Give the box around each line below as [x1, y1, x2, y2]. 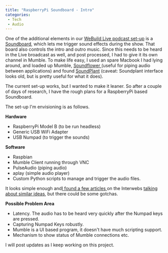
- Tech [7, 17, 22, 22]
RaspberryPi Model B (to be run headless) [12, 123, 101, 130]
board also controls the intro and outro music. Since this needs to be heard [5, 46, 162, 52]
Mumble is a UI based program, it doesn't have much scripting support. [12, 227, 162, 233]
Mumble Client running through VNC [12, 160, 90, 166]
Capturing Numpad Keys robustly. [12, 222, 84, 228]
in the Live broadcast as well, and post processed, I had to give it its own [5, 52, 158, 58]
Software [5, 144, 25, 150]
